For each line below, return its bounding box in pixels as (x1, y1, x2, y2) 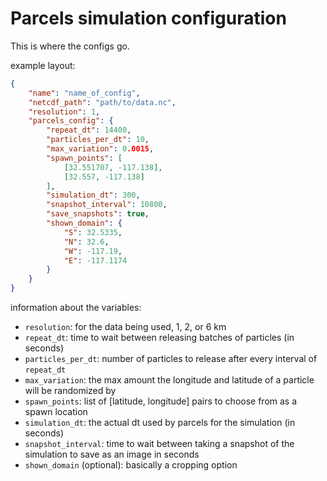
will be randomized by (24, 385, 117, 397)
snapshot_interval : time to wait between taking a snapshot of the (24, 438, 295, 450)
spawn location (24, 406, 88, 418)
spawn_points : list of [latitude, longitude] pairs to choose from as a (24, 395, 298, 407)
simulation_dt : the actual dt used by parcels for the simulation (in (24, 417, 296, 429)
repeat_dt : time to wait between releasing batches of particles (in (24, 332, 295, 344)
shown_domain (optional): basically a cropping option (24, 459, 238, 471)
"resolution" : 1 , (28, 107, 101, 117)
